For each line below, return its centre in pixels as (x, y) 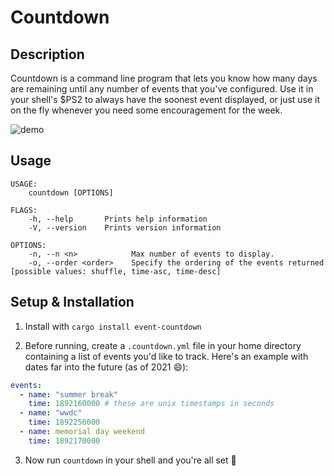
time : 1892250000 (64, 422)
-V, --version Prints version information (125, 227)
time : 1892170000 (64, 441)
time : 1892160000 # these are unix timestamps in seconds (151, 404)
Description (47, 54)
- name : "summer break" (68, 394)
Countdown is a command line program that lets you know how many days (164, 78)
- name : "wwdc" (51, 413)
